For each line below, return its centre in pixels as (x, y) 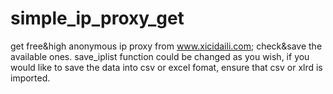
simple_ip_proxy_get (97, 18)
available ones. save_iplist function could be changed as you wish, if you (160, 56)
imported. (30, 78)
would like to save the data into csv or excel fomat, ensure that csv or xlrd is (166, 67)
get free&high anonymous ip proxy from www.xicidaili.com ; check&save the (166, 46)
